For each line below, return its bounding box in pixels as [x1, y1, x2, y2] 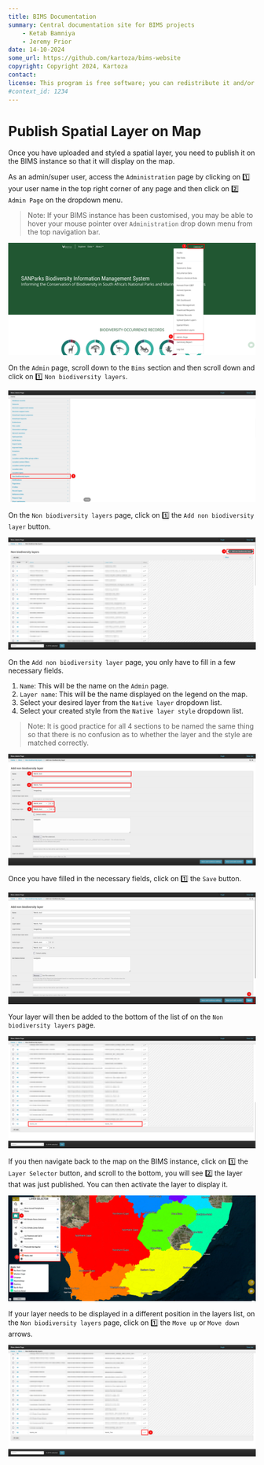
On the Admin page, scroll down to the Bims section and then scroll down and [8, 363, 255, 372]
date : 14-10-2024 [8, 46, 65, 54]
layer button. [8, 522, 51, 531]
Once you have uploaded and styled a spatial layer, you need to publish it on [8, 148, 255, 157]
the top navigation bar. [27, 227, 101, 237]
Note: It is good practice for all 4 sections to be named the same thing [27, 721, 254, 731]
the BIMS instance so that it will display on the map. [8, 157, 175, 166]
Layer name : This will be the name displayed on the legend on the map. [19, 689, 248, 699]
